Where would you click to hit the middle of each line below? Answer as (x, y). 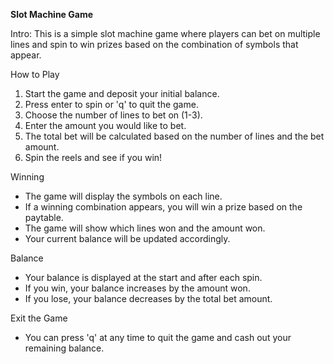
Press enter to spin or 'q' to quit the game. (111, 104)
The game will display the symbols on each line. (123, 196)
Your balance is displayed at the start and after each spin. (143, 277)
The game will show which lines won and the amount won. (145, 228)
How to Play (35, 74)
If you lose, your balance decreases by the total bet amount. (148, 298)
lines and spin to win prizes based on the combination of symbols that (154, 44)
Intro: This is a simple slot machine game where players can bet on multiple (165, 33)
